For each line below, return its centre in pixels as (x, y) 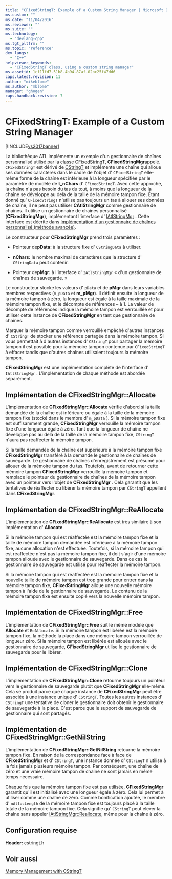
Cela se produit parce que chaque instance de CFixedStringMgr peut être (83, 691)
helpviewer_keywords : (28, 63)
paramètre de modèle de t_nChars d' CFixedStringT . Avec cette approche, (84, 184)
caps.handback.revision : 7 (34, 96)
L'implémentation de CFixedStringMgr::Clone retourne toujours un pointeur (85, 680)
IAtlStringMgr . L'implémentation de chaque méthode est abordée (75, 373)
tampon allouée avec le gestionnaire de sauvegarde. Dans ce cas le (77, 559)
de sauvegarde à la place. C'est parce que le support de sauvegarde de (81, 708)
